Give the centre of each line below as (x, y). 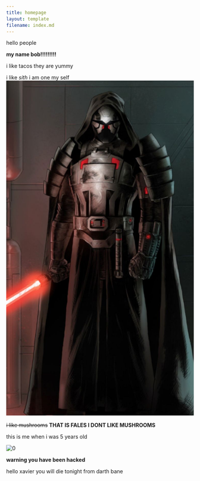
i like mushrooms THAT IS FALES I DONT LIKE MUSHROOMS (81, 425)
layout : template (28, 19)
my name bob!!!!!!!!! (31, 54)
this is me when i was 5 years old (47, 436)
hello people (21, 43)
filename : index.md (30, 25)
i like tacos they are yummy (40, 66)
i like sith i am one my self (38, 78)
